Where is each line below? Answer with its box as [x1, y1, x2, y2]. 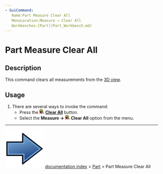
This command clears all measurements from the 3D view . [5, 77, 121, 82]
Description [5, 63, 41, 72]
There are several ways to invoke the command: [12, 104, 108, 110]
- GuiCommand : [5, 8, 34, 13]
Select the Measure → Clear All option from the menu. [19, 115, 134, 121]
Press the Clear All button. [19, 110, 79, 115]
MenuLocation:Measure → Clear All [11, 18, 81, 23]
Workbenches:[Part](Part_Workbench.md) [11, 23, 92, 28]
